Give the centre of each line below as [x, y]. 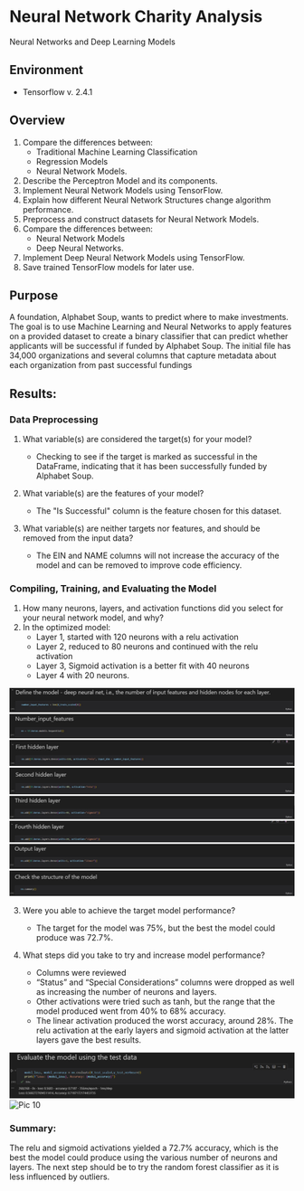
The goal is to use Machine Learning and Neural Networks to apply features [151, 326]
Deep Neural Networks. [80, 248]
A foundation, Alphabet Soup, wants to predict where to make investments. [149, 317]
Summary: [33, 1128]
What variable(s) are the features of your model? [113, 494]
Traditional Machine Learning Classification [117, 152]
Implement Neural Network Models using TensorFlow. [123, 190]
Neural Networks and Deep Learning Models [93, 42]
